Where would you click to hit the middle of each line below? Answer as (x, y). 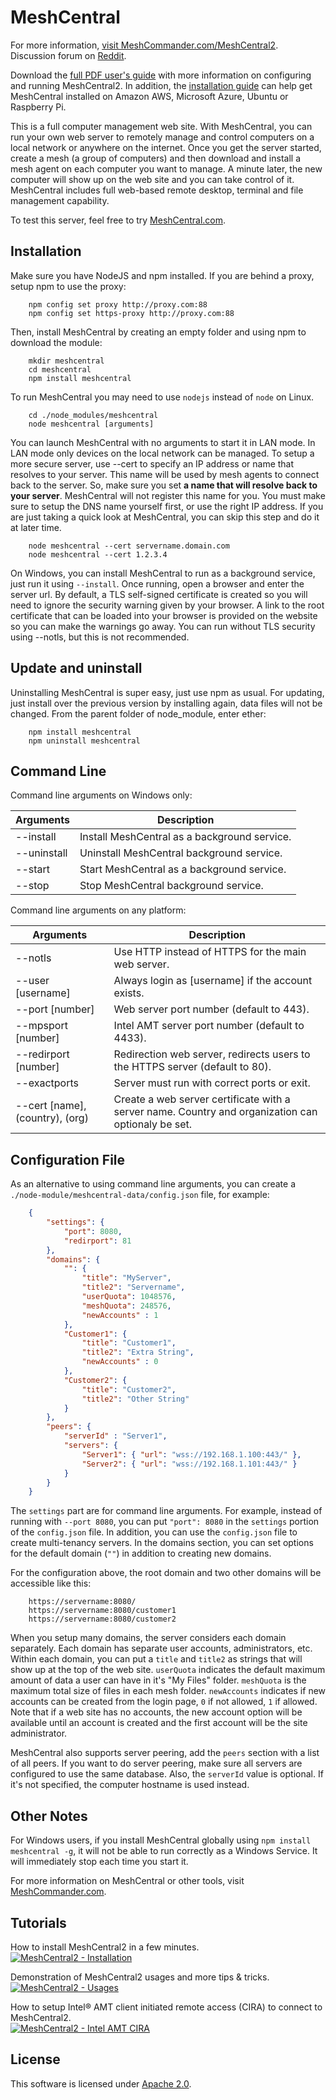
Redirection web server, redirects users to (212, 1054)
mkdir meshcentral (66, 361)
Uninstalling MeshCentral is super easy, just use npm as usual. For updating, (167, 692)
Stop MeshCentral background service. (171, 886)
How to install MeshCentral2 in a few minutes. (105, 1947)
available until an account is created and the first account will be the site (159, 1723)
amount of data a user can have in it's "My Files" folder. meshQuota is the (158, 1680)
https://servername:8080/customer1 (102, 1611)
